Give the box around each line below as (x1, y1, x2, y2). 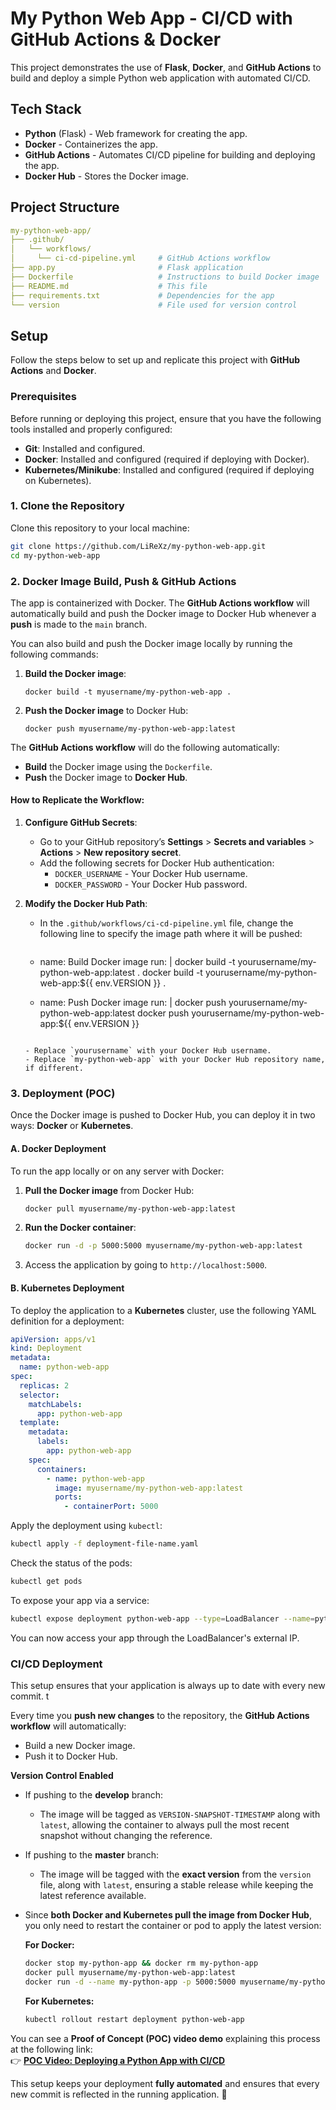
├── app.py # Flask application (10, 263, 244, 273)
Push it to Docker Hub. (24, 1750, 118, 1762)
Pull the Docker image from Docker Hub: (24, 1184, 195, 1196)
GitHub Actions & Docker (10, 28, 222, 51)
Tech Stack (10, 101, 82, 118)
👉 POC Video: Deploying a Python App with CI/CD (10, 2054, 226, 2066)
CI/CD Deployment (10, 1657, 103, 1671)
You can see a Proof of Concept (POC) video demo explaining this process (10, 2032, 321, 2044)
